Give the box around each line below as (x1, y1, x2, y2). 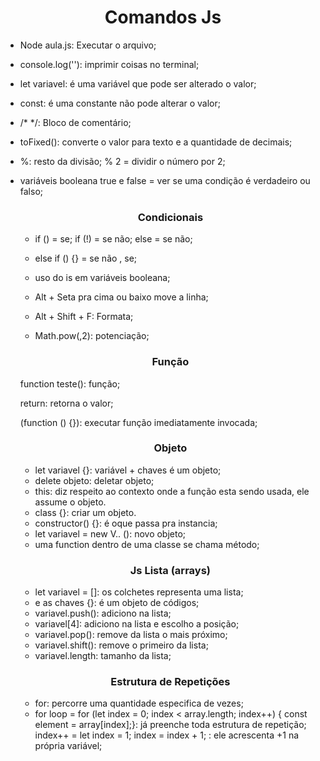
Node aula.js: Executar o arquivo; (19, 39, 157, 51)
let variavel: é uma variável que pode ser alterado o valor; (19, 77, 257, 90)
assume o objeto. (34, 496, 107, 508)
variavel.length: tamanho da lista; (34, 650, 172, 662)
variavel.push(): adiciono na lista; (34, 607, 172, 620)
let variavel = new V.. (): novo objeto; (34, 527, 187, 540)
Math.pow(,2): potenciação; (34, 330, 150, 342)
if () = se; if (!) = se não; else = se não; (34, 233, 193, 245)
